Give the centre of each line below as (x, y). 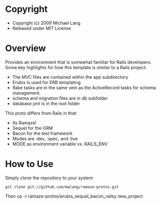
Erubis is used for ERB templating (46, 82)
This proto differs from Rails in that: (41, 113)
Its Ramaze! (24, 122)
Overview (26, 49)
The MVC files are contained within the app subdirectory (70, 77)
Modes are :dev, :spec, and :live (45, 138)
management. (27, 93)
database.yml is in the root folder (46, 103)
